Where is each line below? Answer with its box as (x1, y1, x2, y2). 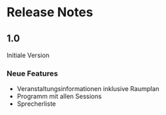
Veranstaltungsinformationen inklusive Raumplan (16, 85, 160, 93)
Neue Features (6, 68, 58, 78)
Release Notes (6, 4, 93, 20)
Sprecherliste (16, 99, 57, 108)
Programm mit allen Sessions (16, 92, 102, 101)
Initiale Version (6, 51, 50, 59)
